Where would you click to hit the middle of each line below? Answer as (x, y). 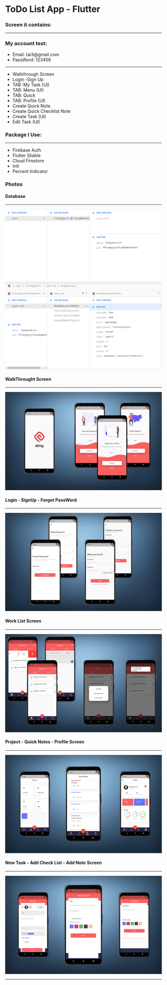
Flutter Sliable (26, 156)
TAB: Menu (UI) (28, 90)
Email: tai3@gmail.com (36, 54)
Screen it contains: (29, 25)
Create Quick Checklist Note (42, 111)
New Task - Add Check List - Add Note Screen (53, 863)
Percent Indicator (30, 171)
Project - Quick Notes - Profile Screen (45, 742)
